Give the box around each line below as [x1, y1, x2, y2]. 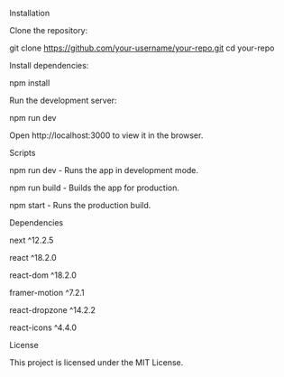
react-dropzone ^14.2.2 [9, 305, 96, 315]
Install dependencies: [9, 60, 89, 70]
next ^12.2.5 [9, 234, 54, 245]
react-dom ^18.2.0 [9, 270, 77, 280]
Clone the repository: [9, 25, 88, 35]
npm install [9, 78, 50, 88]
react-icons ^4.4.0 [9, 322, 77, 333]
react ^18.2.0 [9, 253, 57, 262]
